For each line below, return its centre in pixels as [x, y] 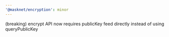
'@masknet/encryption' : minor [37, 10]
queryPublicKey [22, 29]
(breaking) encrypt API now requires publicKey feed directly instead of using [85, 24]
